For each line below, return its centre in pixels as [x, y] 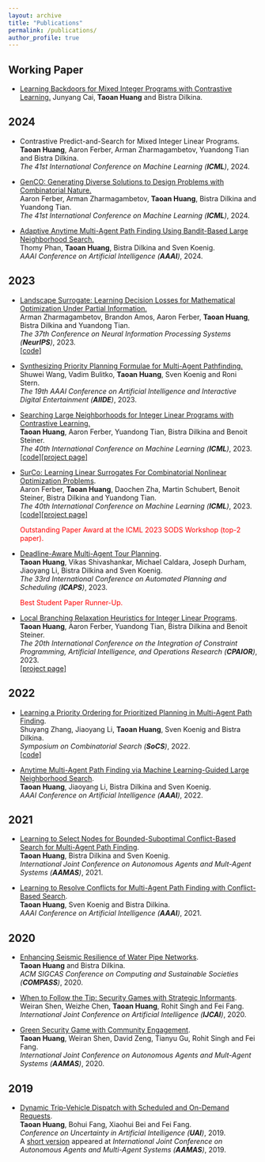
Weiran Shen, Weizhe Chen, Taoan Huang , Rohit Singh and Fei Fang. [132, 1006]
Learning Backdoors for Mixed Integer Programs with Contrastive [126, 89]
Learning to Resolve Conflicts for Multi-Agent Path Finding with [123, 888]
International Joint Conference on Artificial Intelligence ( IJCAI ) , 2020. [133, 1015]
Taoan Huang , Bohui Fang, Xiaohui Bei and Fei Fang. [106, 1124]
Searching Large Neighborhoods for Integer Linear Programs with [127, 415]
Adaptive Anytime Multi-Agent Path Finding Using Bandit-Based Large [134, 230]
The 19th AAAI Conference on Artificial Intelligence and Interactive [128, 391]
